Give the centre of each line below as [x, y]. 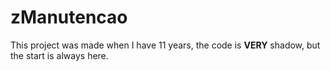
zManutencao [69, 17]
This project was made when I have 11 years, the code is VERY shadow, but [165, 45]
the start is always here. [59, 55]
